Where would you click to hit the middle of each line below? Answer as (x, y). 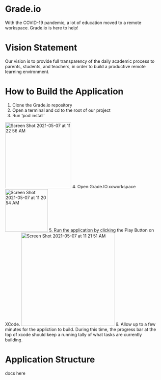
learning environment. (27, 72)
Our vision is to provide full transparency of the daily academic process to (80, 61)
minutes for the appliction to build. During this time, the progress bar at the (80, 329)
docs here (15, 373)
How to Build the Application (64, 91)
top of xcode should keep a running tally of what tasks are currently (74, 334)
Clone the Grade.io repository (42, 105)
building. (14, 340)
